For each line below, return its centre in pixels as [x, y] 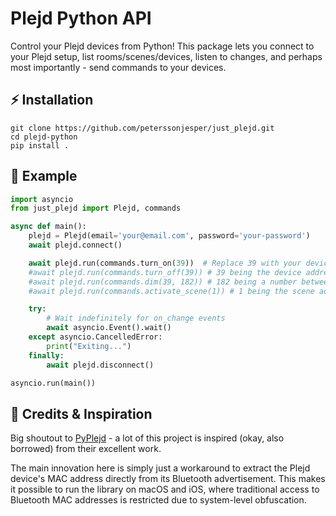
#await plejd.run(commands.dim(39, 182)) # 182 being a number [163, 282]
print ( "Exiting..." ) [89, 346]
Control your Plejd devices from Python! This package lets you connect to [162, 46]
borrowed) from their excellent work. [86, 449]
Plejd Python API [81, 18]
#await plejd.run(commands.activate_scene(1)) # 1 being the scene [171, 291]
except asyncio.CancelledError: [95, 337]
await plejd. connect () [75, 245]
